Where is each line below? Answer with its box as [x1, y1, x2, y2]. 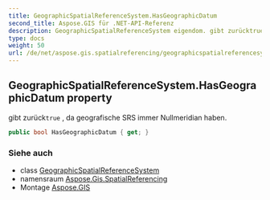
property [67, 92, 112, 105]
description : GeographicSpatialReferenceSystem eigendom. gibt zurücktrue [8, 27, 264, 35]
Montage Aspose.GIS [19, 182, 91, 192]
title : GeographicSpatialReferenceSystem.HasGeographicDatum [8, 11, 218, 20]
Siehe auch [8, 147, 54, 158]
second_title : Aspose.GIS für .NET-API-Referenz [8, 19, 174, 27]
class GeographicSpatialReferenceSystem [19, 165, 160, 175]
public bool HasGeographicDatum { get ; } [8, 128, 149, 137]
